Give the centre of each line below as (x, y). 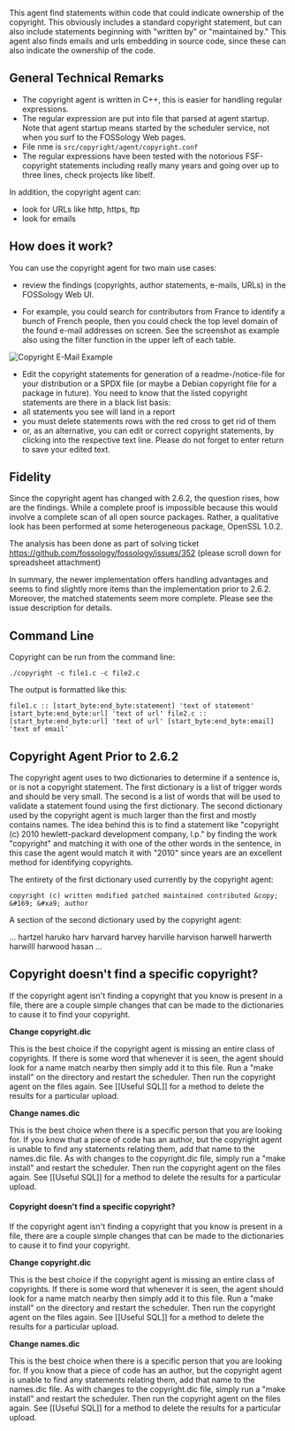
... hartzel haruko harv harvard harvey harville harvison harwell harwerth (140, 937)
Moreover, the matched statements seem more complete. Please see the (141, 599)
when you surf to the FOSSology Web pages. (104, 137)
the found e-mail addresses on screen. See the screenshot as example (151, 330)
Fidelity (30, 477)
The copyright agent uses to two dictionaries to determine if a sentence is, (145, 777)
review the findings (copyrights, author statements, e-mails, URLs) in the (154, 285)
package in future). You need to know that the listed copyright (135, 392)
